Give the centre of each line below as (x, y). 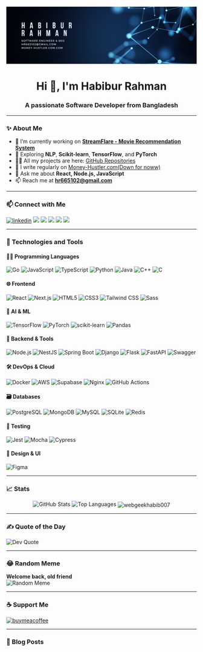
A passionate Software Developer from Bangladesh (101, 105)
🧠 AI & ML (18, 311)
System (25, 148)
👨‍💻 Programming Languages (43, 256)
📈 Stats (18, 488)
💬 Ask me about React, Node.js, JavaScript (69, 173)
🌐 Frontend (21, 284)
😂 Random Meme (33, 563)
